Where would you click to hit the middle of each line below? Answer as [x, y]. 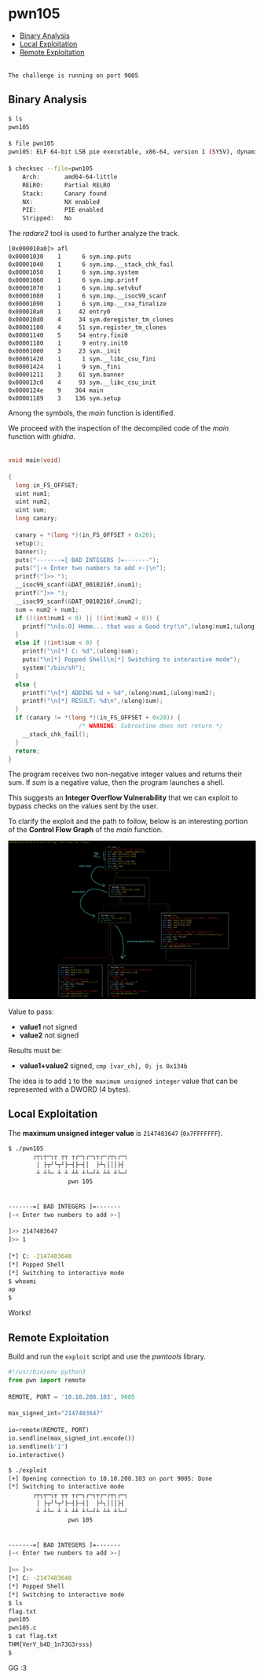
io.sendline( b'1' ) [38, 1446]
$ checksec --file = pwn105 [50, 168]
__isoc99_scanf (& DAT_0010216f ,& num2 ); [79, 601]
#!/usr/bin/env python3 [47, 1372]
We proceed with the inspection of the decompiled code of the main [119, 428]
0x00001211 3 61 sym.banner [66, 375]
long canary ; [37, 519]
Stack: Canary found [65, 194]
